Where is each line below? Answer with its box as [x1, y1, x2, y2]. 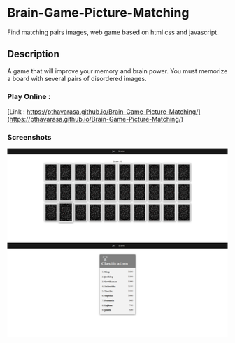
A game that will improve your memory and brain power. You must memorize [7, 66, 228, 75]
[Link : [7, 108, 26, 116]
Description [7, 48, 59, 60]
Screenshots [7, 132, 52, 142]
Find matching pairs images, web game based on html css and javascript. [7, 28, 219, 36]
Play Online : [7, 92, 51, 101]
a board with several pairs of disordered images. [7, 74, 147, 82]
